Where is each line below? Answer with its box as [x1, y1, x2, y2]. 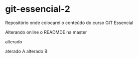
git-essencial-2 [5, 3, 71, 15]
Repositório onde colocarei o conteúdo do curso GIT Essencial [5, 20, 134, 26]
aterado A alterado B [5, 48, 48, 54]
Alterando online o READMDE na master [5, 29, 87, 35]
